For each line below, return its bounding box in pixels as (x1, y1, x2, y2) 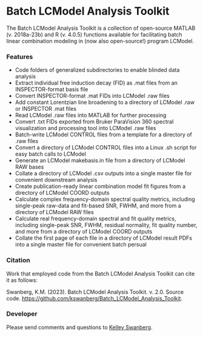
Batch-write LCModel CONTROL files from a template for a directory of (15, 131, 193, 138)
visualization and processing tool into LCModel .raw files (15, 125, 156, 132)
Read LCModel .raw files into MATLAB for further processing (15, 111, 167, 119)
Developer (6, 310, 38, 318)
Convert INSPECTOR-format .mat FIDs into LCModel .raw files (15, 92, 170, 100)
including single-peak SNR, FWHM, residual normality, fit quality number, (15, 221, 198, 229)
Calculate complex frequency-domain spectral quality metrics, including (15, 196, 195, 203)
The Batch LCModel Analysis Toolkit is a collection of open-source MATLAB (6, 24, 196, 32)
